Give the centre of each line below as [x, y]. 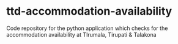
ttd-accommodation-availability [89, 11]
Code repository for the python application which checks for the [87, 28]
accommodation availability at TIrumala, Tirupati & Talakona [82, 34]
